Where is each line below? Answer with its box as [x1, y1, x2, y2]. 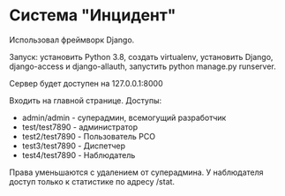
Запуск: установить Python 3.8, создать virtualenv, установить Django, [9, 51, 274, 62]
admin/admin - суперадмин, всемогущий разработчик [21, 112, 227, 123]
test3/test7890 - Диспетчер [21, 140, 126, 151]
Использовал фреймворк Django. [9, 34, 135, 45]
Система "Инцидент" [9, 5, 176, 26]
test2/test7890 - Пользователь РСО [21, 131, 156, 141]
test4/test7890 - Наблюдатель [21, 149, 136, 160]
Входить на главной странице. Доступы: [9, 94, 162, 106]
